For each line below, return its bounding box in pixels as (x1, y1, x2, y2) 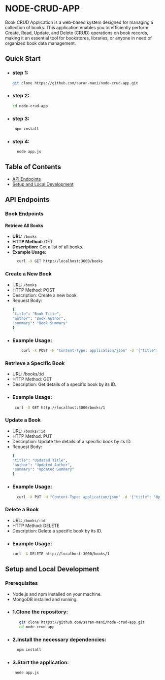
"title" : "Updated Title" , (12, 457, 68, 463)
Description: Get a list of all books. (12, 244, 84, 250)
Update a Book (5, 416, 41, 423)
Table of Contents (5, 163, 62, 171)
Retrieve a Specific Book (5, 360, 65, 367)
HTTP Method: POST (12, 287, 55, 293)
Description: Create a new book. (12, 292, 78, 298)
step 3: (12, 115, 30, 122)
